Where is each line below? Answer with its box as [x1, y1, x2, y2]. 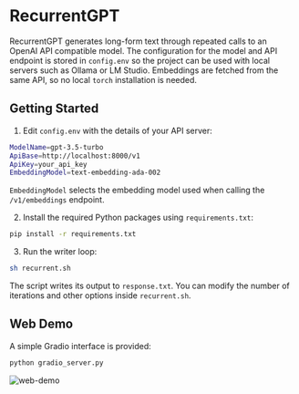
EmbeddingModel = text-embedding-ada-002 [9, 168, 161, 178]
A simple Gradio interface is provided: [9, 340, 152, 351]
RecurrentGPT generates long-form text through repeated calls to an [9, 36, 267, 47]
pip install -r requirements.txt [9, 230, 137, 239]
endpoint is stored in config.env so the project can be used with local [9, 55, 271, 66]
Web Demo [9, 316, 74, 332]
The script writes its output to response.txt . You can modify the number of [9, 280, 290, 291]
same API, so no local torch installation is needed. [9, 74, 198, 85]
